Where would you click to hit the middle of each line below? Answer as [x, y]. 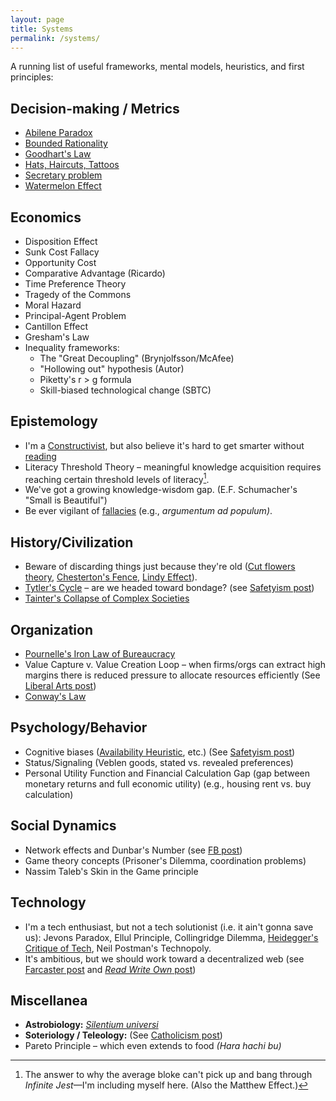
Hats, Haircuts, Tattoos [72, 165]
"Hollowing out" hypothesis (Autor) [112, 369]
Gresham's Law [57, 337]
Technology [48, 902]
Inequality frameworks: [72, 347]
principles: [32, 77]
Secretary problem [63, 175]
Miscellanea [49, 1000]
